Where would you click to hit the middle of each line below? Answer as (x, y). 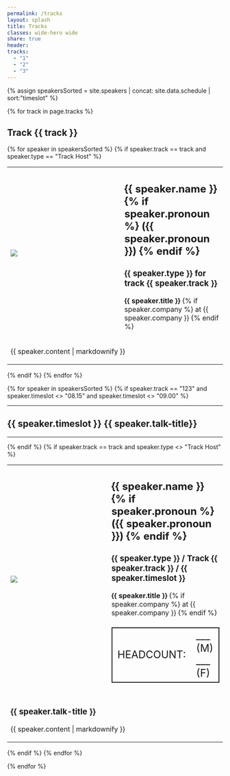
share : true (24, 39)
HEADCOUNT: (152, 654)
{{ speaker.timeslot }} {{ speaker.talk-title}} (102, 424)
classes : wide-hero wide (42, 33)
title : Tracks (27, 26)
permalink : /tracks (35, 13)
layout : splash (29, 20)
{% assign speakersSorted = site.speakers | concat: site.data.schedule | (109, 91)
